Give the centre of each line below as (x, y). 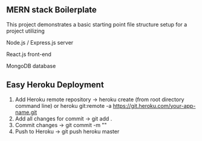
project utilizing (26, 31)
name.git (26, 112)
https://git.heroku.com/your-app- (154, 105)
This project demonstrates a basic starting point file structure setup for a (97, 24)
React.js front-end (29, 54)
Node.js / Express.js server (40, 42)
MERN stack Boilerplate (51, 10)
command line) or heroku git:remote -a (63, 105)
